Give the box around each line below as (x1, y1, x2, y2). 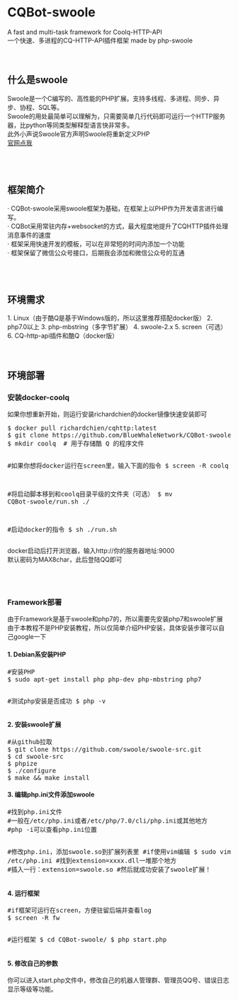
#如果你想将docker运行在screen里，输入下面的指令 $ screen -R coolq (7, 462, 229, 470)
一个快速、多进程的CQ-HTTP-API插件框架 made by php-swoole (7, 36, 193, 45)
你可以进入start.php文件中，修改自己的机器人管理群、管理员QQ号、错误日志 (7, 976, 229, 984)
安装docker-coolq (7, 392, 69, 402)
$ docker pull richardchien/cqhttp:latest (7, 424, 157, 433)
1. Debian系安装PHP (7, 650, 67, 658)
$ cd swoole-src (7, 752, 64, 760)
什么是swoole (7, 74, 69, 86)
